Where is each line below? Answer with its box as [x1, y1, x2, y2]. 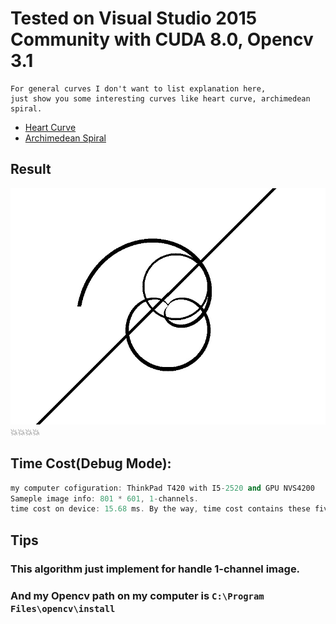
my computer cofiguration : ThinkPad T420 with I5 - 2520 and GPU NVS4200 [10, 483, 315, 493]
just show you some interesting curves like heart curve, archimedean [10, 93, 311, 104]
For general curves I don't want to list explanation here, [10, 83, 267, 94]
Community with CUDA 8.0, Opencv [10, 28, 314, 51]
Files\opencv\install [10, 603, 116, 614]
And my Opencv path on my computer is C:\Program [10, 588, 265, 602]
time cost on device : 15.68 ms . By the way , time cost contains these [10, 504, 311, 514]
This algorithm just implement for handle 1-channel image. [10, 562, 301, 576]
